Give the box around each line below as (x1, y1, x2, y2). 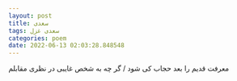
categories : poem (8, 34, 67, 43)
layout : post (8, 11, 53, 20)
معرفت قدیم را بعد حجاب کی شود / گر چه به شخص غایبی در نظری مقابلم (8, 63, 230, 73)
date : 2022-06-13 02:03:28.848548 (8, 42, 125, 50)
